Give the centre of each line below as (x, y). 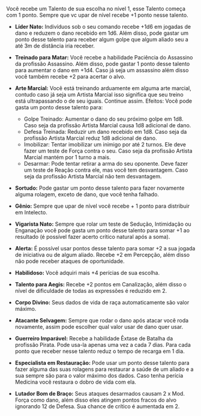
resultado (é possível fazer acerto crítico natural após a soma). (92, 237)
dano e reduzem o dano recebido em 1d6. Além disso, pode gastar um (102, 33)
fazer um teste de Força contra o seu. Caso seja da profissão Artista (108, 151)
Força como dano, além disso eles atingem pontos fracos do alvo (96, 400)
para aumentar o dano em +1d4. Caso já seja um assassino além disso (102, 70)
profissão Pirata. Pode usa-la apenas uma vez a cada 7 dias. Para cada (103, 345)
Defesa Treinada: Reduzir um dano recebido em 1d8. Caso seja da (105, 132)
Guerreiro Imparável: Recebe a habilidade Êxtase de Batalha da (94, 338)
